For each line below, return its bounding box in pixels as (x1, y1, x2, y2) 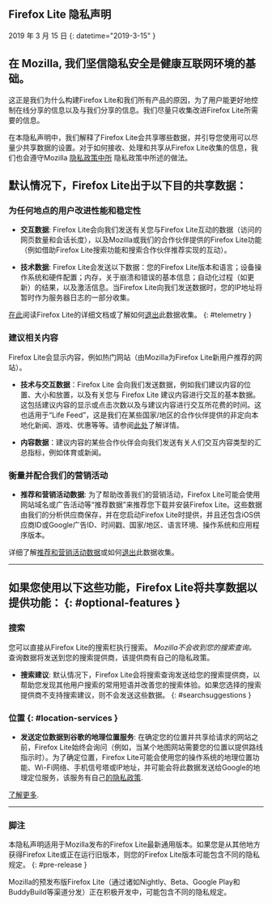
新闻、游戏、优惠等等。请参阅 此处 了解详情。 (34, 420, 184, 429)
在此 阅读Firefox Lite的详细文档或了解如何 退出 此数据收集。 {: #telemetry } (8, 310, 253, 320)
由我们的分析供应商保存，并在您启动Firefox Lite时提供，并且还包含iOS (19, 510, 254, 519)
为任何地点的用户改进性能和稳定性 (8, 205, 142, 216)
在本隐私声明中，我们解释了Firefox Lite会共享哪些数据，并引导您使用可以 (8, 132, 252, 142)
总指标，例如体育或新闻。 (19, 447, 106, 457)
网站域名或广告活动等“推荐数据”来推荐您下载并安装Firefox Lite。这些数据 (19, 499, 263, 509)
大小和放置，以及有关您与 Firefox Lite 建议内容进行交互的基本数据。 (34, 390, 261, 399)
